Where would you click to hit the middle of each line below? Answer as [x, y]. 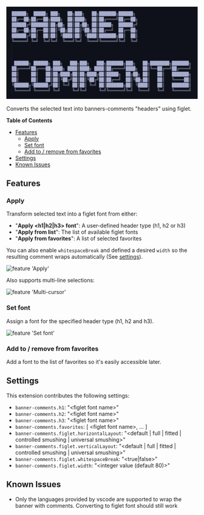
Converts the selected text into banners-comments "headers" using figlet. [99, 108]
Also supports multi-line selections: [51, 281]
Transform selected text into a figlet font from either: [72, 214]
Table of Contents [29, 120]
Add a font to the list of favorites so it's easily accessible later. [84, 361]
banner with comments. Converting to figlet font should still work [96, 505]
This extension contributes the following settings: [68, 395]
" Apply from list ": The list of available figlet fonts [76, 232]
